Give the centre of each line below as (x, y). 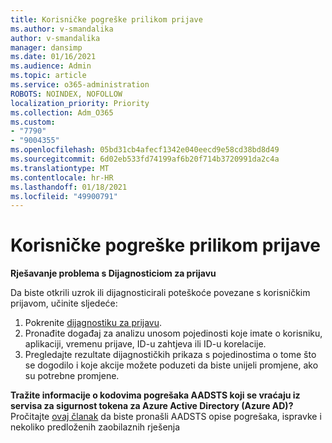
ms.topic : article (48, 76)
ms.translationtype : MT (60, 168)
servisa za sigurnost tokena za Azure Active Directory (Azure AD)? (152, 406)
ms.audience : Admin (51, 66)
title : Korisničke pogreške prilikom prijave (106, 19)
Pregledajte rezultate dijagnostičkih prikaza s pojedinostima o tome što (170, 355)
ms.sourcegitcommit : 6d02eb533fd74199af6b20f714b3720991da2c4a (145, 159)
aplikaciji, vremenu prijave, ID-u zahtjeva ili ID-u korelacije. (145, 344)
